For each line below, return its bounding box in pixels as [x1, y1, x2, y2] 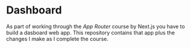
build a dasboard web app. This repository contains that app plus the [6, 29, 176, 36]
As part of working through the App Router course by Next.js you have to [6, 23, 186, 30]
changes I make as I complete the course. [6, 35, 109, 42]
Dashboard [6, 4, 62, 17]
